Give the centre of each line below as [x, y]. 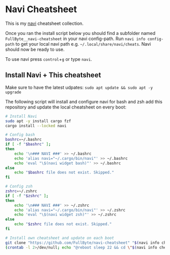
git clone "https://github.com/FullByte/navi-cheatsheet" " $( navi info [82, 243]
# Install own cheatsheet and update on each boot [60, 238]
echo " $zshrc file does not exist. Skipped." [63, 224]
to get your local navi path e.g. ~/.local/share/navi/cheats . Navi [83, 44]
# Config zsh [19, 187]
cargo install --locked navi [36, 126]
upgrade [13, 92]
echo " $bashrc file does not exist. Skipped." [64, 173]
